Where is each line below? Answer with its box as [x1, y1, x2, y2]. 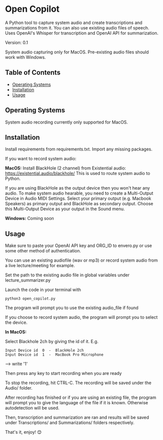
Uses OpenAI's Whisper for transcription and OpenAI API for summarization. [5, 30, 159, 36]
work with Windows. [5, 54, 46, 60]
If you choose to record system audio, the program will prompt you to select [5, 315, 158, 320]
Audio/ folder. [5, 385, 33, 391]
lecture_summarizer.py [5, 277, 51, 283]
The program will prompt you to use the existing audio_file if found [5, 305, 139, 311]
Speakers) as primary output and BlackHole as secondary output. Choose [5, 201, 154, 207]
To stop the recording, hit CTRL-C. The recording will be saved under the [5, 380, 152, 386]
